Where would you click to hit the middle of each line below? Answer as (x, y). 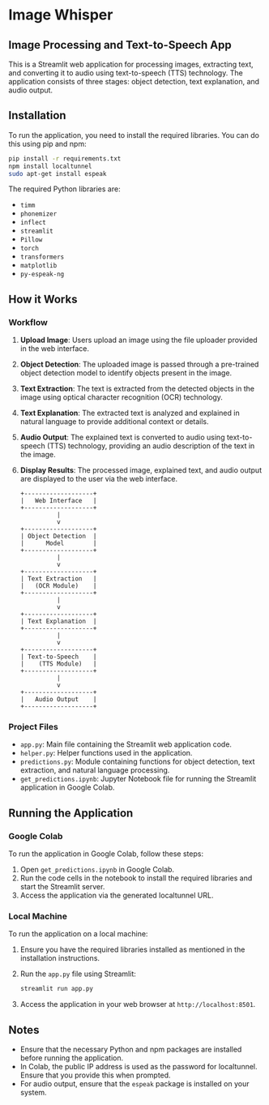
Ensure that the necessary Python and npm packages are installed (131, 1049)
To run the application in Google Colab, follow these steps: (106, 854)
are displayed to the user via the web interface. (99, 479)
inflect (33, 223)
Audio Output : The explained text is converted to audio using (122, 437)
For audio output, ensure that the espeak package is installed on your (134, 1084)
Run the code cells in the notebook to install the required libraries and (136, 878)
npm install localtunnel (50, 166)
